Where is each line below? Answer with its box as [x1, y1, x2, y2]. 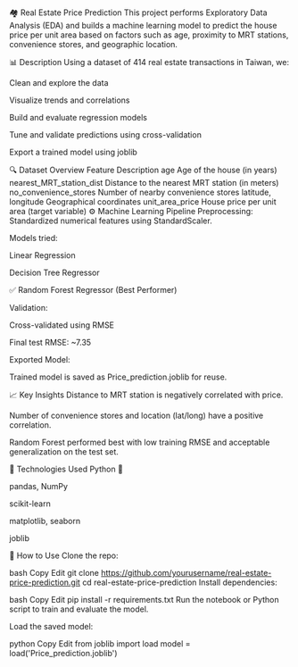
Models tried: [9, 233, 58, 243]
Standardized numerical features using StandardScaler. [9, 215, 212, 226]
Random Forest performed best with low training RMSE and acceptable [9, 437, 270, 447]
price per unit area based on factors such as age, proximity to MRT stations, [9, 29, 289, 40]
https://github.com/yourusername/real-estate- [101, 568, 272, 578]
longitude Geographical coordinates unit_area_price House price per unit [9, 196, 277, 207]
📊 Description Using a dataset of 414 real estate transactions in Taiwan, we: [9, 57, 290, 67]
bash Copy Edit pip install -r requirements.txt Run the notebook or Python [9, 595, 279, 604]
